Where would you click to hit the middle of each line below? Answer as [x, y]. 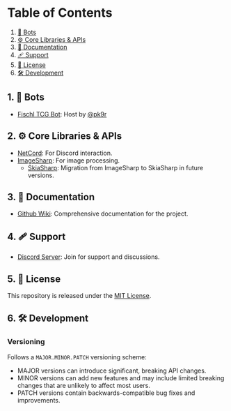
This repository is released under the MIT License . [79, 296]
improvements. [39, 400]
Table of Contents [60, 13]
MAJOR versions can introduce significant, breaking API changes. [112, 371]
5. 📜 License [34, 279]
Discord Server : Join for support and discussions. [88, 257]
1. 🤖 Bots [26, 97]
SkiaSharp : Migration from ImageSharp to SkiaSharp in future [115, 167]
